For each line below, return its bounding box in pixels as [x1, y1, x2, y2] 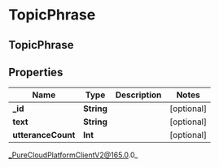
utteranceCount [12, 130, 76, 141]
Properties [8, 65, 64, 79]
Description [115, 89, 162, 101]
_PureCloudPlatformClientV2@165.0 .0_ [8, 150, 138, 160]
